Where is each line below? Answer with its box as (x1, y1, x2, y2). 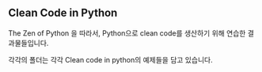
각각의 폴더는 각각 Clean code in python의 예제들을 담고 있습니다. (8, 55, 213, 64)
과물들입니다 (8, 38, 47, 47)
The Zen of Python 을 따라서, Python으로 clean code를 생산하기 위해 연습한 (8, 28, 246, 38)
